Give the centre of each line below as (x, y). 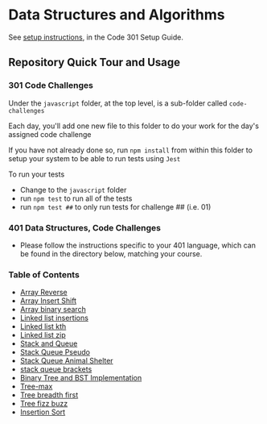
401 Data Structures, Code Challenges (85, 227)
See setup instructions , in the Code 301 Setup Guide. (96, 37)
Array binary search (53, 310)
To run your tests (37, 174)
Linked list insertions (54, 318)
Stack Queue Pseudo (55, 352)
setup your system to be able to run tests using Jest (94, 158)
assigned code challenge (50, 134)
